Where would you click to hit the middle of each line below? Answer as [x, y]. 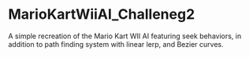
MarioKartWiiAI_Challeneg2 [102, 14]
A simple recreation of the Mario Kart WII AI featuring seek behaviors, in [125, 36]
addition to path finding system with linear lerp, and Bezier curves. [116, 44]
